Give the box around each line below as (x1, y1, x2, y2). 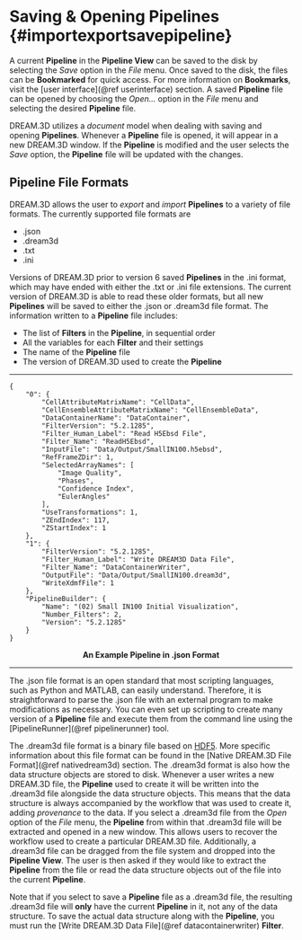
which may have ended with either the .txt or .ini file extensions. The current (9, 281, 292, 292)
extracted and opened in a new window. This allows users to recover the (9, 826, 278, 837)
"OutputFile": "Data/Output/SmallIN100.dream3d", (41, 571, 231, 580)
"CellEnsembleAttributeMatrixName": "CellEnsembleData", (41, 405, 259, 414)
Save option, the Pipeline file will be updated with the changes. (9, 148, 244, 159)
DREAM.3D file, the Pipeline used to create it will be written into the (9, 778, 259, 789)
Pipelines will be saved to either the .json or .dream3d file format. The (9, 300, 269, 311)
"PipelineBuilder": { (25, 594, 106, 603)
